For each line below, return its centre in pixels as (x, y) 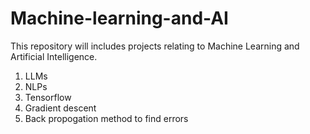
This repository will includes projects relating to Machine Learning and (155, 46)
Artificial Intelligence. (54, 56)
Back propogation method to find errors (106, 118)
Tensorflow (48, 97)
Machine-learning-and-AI (119, 18)
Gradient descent (60, 108)
